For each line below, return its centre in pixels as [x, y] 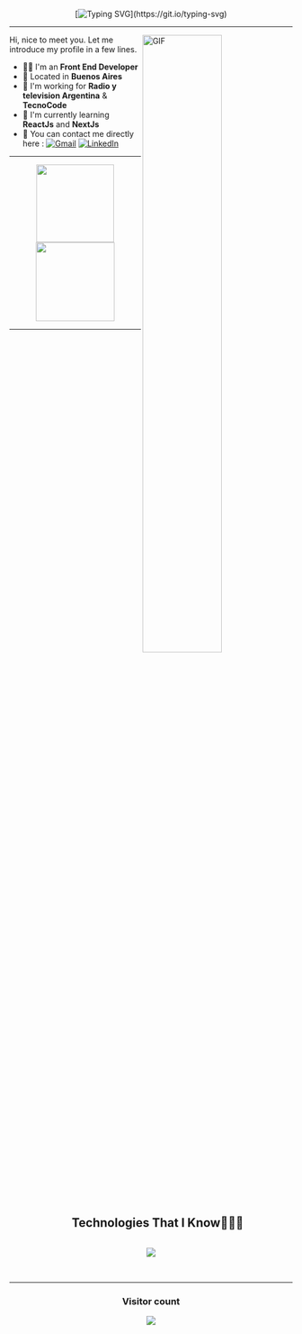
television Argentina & [65, 96]
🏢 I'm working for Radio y [69, 86]
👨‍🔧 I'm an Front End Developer [80, 67]
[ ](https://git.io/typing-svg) [151, 14]
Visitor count [151, 1301]
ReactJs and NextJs [61, 124]
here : [33, 143]
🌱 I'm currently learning [66, 114]
